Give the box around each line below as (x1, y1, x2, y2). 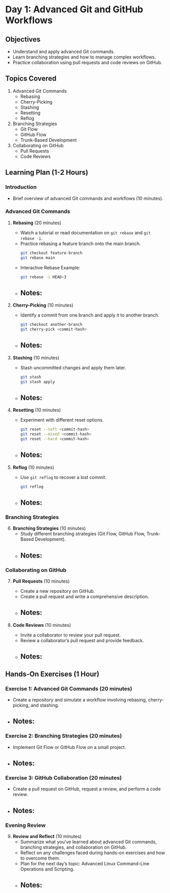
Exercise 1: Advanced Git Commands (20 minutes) (5, 685, 133, 692)
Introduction (5, 184, 37, 191)
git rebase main (20, 255, 55, 260)
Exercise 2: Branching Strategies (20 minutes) (5, 732, 122, 740)
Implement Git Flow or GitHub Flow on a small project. (12, 744, 126, 750)
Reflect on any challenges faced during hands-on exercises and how (20, 850, 165, 856)
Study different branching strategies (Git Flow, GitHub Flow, (20, 531, 145, 537)
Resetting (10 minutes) (12, 407, 61, 413)
